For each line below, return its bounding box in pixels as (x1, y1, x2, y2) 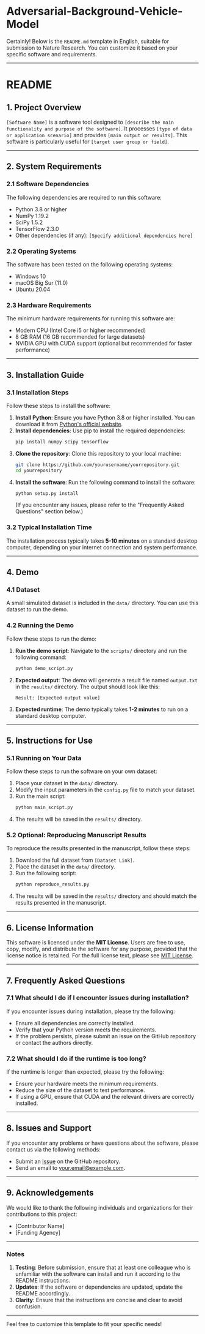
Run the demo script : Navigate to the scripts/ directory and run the (15, 647, 187, 654)
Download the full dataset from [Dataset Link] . (15, 856, 135, 864)
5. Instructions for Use (6, 735, 93, 745)
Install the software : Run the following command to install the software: (15, 478, 196, 486)
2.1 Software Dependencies (6, 179, 90, 188)
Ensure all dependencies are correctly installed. (15, 1019, 135, 1027)
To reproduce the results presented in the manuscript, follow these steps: (6, 845, 191, 852)
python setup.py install (15, 490, 79, 497)
